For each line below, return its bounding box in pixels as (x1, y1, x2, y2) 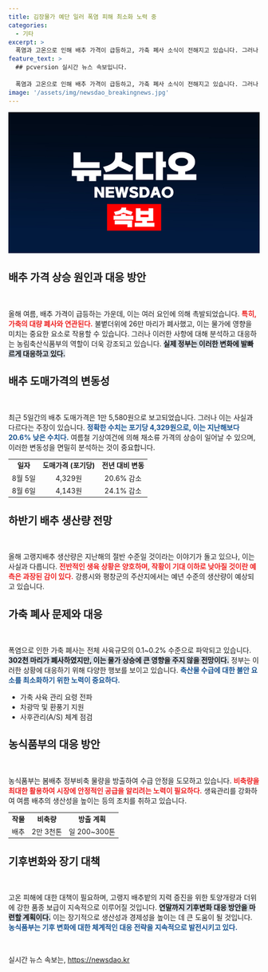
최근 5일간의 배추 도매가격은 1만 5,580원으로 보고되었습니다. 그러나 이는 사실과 (8, 412, 254, 422)
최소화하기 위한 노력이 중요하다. (22, 675, 121, 685)
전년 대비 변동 (101, 461, 145, 470)
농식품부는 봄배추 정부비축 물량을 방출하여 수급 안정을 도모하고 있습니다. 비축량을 (8, 776, 260, 785)
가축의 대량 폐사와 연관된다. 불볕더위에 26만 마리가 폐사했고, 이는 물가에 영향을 (8, 319, 253, 329)
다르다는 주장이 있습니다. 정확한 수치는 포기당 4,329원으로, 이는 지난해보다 (8, 423, 240, 432)
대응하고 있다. (22, 348, 66, 358)
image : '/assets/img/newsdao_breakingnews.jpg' (8, 89, 170, 96)
